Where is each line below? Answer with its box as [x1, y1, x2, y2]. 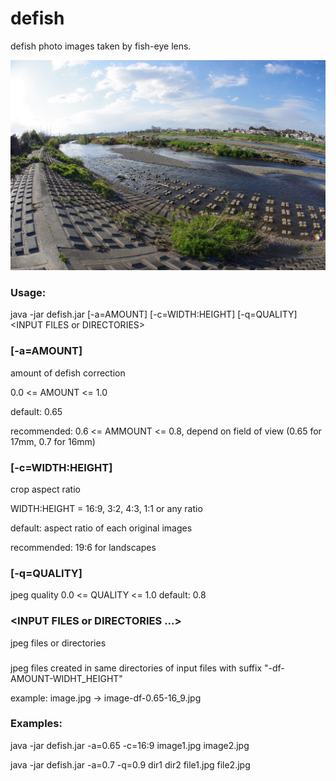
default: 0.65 [10, 405, 63, 417]
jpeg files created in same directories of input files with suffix [10, 662, 263, 674]
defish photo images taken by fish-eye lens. [10, 40, 192, 52]
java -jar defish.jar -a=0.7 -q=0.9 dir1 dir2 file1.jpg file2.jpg [10, 758, 251, 771]
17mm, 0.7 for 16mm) [10, 435, 96, 447]
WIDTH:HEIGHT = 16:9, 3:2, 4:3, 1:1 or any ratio [10, 502, 203, 514]
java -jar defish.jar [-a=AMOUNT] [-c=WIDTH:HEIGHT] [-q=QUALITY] [10, 308, 298, 321]
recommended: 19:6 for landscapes [10, 541, 157, 553]
